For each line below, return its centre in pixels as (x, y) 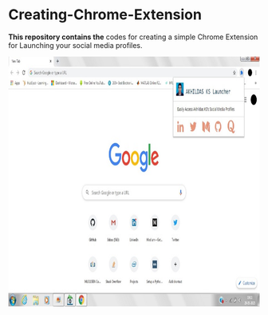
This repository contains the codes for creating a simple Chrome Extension (133, 37)
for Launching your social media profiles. (75, 45)
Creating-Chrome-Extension (105, 15)
